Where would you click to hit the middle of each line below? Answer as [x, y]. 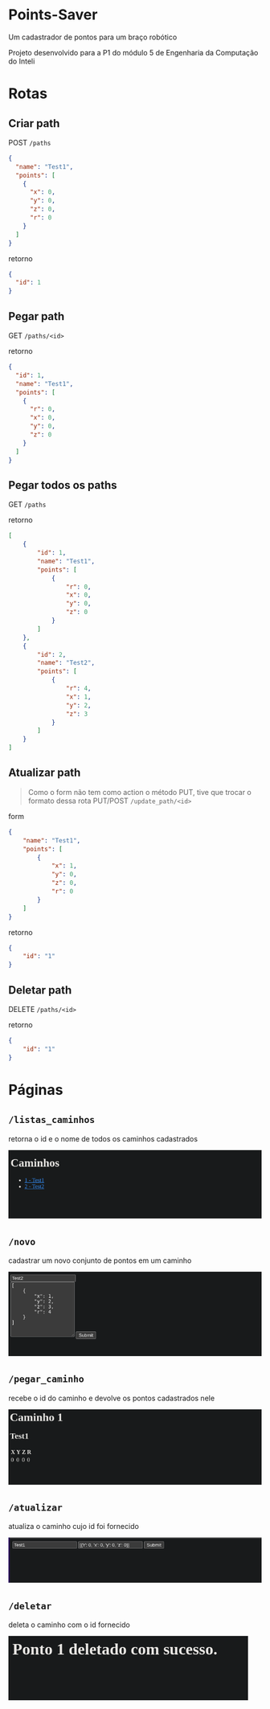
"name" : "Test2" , [66, 663]
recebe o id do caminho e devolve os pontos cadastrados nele [112, 1398]
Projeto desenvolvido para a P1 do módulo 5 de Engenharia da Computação [133, 52]
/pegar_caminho [46, 1379]
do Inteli [22, 61]
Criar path [34, 123]
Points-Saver [53, 15]
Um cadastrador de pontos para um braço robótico [93, 37]
